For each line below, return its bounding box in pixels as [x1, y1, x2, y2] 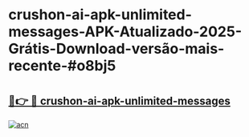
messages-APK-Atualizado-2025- [8, 22, 243, 41]
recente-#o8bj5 [8, 57, 116, 75]
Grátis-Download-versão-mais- [8, 40, 225, 58]
